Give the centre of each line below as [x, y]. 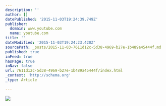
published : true [22, 52]
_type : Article [21, 80]
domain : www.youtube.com [36, 29]
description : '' [22, 10]
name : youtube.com [29, 33]
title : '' [16, 38]
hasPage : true [20, 61]
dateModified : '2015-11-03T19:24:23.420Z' [50, 43]
